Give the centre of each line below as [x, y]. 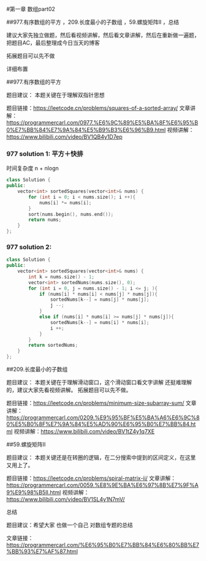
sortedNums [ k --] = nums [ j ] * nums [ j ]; [100, 300]
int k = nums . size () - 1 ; [62, 277]
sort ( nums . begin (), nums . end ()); [71, 214]
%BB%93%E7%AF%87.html [42, 552]
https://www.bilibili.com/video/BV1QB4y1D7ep [64, 137]
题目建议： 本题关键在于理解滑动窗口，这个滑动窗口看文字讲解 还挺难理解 [99, 382]
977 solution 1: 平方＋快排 [45, 153]
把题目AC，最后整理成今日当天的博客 [53, 43]
